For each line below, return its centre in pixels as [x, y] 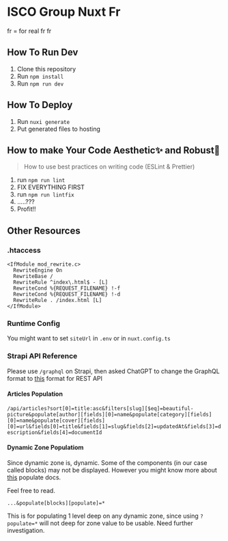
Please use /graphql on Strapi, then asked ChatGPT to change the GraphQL [113, 371]
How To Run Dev [43, 52]
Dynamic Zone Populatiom [45, 448]
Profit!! [26, 209]
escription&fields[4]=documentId [55, 432]
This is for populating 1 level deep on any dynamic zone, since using [103, 516]
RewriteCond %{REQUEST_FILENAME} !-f [67, 288]
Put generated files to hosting [59, 129]
